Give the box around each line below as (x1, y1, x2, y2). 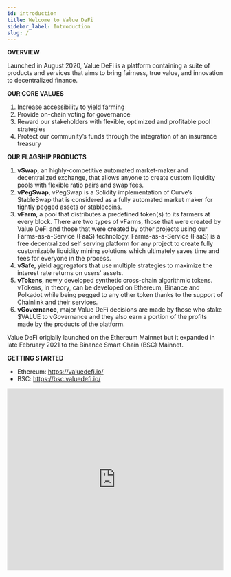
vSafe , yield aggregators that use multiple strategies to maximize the (16, 261, 213, 270)
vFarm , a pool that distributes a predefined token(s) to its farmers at (16, 210, 210, 219)
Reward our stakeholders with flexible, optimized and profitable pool (16, 118, 211, 126)
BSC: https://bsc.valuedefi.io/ (16, 375, 101, 383)
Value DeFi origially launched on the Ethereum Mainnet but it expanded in (7, 334, 215, 342)
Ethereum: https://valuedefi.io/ (16, 367, 104, 376)
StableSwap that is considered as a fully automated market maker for (16, 196, 213, 204)
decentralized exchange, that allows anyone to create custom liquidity (16, 174, 215, 182)
